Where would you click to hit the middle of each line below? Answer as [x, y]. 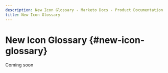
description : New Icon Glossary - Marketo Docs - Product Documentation [84, 10]
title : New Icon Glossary [33, 15]
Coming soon [19, 65]
